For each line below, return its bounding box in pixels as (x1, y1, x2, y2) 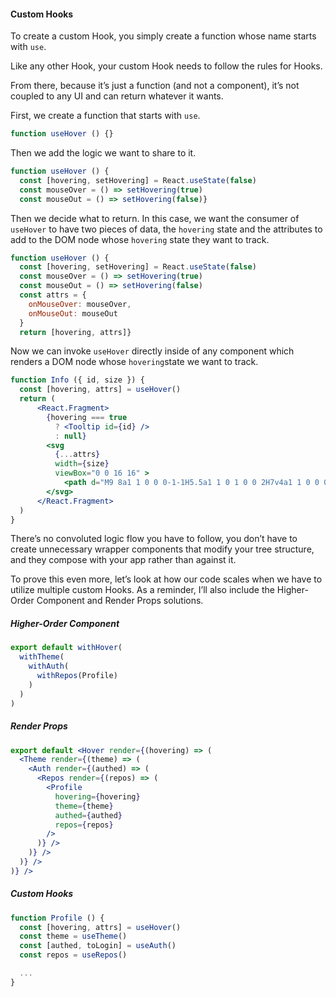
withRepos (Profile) (36, 671, 118, 681)
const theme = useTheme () (19, 931, 128, 942)
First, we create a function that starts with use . (10, 110, 201, 122)
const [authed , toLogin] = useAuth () (19, 941, 177, 951)
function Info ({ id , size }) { (10, 375, 145, 385)
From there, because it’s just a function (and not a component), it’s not (10, 80, 300, 92)
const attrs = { (19, 290, 87, 300)
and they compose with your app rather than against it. (10, 554, 237, 566)
